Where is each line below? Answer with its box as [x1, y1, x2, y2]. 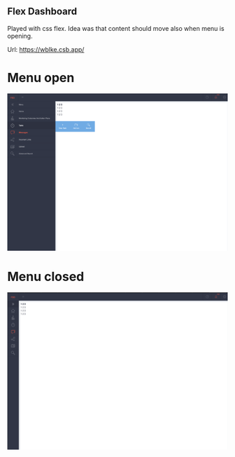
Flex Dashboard [7, 6, 78, 18]
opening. [7, 32, 33, 40]
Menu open [7, 70, 75, 86]
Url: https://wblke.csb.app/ [7, 45, 85, 53]
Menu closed [7, 269, 85, 285]
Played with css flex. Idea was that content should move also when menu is [7, 24, 225, 32]
